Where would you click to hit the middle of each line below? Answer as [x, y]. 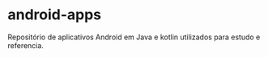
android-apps [55, 15]
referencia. [26, 45]
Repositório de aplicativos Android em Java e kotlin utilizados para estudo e [134, 37]
